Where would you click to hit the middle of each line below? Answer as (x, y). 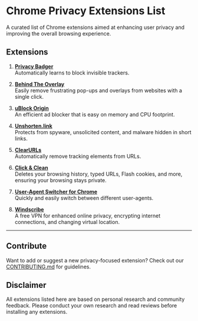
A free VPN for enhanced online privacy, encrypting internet (88, 215)
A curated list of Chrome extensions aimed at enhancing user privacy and (95, 27)
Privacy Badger (34, 66)
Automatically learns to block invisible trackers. (72, 73)
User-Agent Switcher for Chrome (56, 192)
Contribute (27, 246)
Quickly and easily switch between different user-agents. (84, 198)
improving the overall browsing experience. (59, 33)
